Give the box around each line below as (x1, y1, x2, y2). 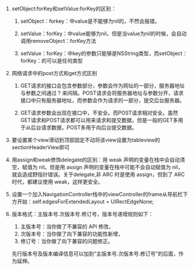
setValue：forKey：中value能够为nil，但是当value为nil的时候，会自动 (20, 30, 187, 37)
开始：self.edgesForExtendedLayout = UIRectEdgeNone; (16, 198, 154, 205)
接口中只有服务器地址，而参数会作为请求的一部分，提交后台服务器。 (20, 97, 185, 104)
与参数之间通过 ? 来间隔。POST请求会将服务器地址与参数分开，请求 (20, 90, 184, 96)
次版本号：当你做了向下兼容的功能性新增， (20, 231, 124, 237)
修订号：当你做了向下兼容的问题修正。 (20, 238, 113, 245)
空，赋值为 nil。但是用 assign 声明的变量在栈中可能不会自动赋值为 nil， (11, 164, 183, 170)
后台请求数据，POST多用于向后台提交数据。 (30, 124, 138, 131)
